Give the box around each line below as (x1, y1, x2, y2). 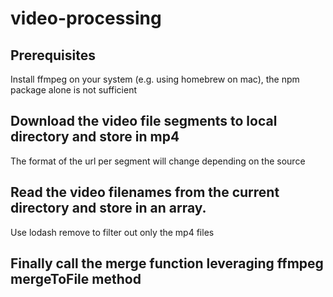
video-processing (10, 7, 162, 30)
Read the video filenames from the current (10, 184, 280, 201)
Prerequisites (10, 47, 96, 64)
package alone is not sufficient (10, 84, 137, 96)
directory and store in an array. (10, 200, 207, 217)
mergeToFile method (10, 271, 142, 288)
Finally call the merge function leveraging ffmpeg (10, 255, 324, 272)
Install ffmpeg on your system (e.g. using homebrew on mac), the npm (10, 73, 300, 85)
